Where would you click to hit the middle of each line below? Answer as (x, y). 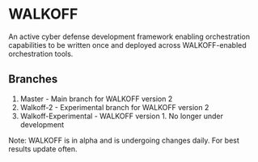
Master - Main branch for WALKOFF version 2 (96, 99)
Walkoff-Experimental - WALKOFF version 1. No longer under (122, 116)
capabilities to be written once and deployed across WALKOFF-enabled (127, 45)
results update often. (43, 149)
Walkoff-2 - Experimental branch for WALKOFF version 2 (114, 107)
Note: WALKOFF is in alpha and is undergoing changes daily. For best (124, 140)
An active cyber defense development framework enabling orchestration (129, 36)
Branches (33, 79)
